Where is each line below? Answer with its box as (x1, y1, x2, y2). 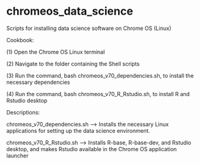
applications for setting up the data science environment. (6, 127, 150, 134)
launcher (6, 152, 29, 159)
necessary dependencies (6, 78, 70, 86)
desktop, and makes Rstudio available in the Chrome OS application (6, 145, 177, 152)
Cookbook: (6, 36, 34, 43)
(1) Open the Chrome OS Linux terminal (6, 48, 105, 56)
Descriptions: (6, 108, 40, 116)
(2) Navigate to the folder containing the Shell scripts (6, 60, 140, 67)
